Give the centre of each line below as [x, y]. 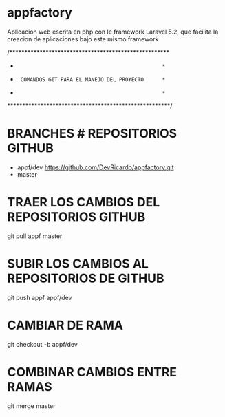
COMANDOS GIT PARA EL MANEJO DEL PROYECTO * [93, 79]
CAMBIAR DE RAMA [65, 325]
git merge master [32, 406]
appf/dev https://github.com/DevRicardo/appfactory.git [95, 167]
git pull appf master [35, 236]
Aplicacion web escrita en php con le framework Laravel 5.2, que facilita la [113, 32]
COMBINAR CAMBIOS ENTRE [92, 372]
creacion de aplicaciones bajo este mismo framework [83, 39]
